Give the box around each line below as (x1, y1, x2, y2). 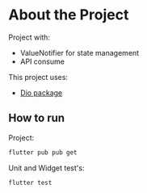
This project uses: (8, 72, 69, 82)
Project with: (8, 32, 51, 42)
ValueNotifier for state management (19, 48, 140, 57)
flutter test (8, 178, 52, 187)
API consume (19, 57, 65, 66)
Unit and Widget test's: (8, 163, 85, 173)
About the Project (8, 6, 129, 24)
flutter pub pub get (8, 148, 78, 157)
